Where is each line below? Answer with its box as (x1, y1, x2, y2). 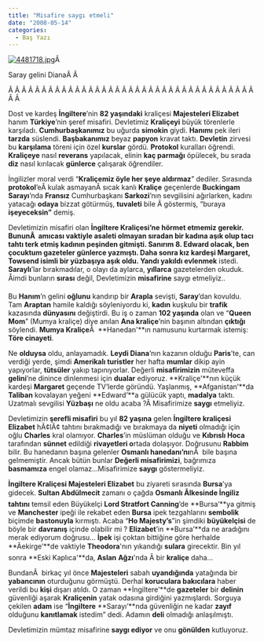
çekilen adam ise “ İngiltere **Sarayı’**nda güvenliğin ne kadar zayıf (8, 602, 232, 611)
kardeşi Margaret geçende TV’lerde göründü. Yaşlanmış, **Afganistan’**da (8, 382, 254, 391)
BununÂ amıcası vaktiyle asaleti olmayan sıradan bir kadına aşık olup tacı (8, 231, 254, 240)
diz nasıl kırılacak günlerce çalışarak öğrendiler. (8, 159, 163, 169)
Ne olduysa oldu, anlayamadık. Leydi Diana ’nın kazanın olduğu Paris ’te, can (8, 349, 255, 358)
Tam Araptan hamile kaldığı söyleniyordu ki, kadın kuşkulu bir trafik (8, 300, 228, 310)
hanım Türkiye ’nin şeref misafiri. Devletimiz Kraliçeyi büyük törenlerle (8, 117, 236, 127)
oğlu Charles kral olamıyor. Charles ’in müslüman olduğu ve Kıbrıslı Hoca (8, 431, 245, 440)
